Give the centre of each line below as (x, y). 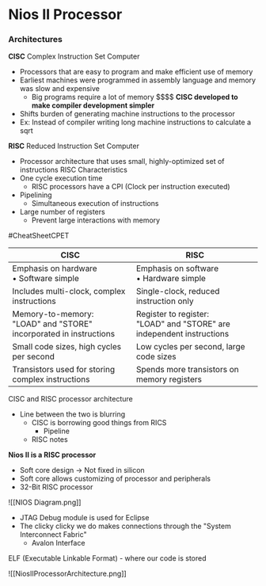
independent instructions (182, 334)
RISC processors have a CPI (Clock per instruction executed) (131, 187)
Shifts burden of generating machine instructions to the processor (127, 114)
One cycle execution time (61, 178)
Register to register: (173, 314)
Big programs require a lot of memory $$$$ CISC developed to (135, 97)
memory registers (169, 379)
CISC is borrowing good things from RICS (99, 423)
